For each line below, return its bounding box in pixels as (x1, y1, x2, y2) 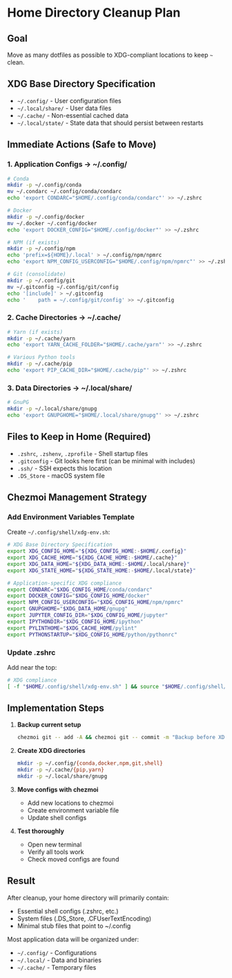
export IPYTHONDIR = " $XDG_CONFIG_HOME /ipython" (7, 618, 144, 625)
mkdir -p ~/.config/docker (7, 213, 85, 220)
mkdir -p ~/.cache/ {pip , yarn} (17, 767, 105, 774)
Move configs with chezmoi (17, 785, 99, 794)
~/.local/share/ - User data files (17, 104, 112, 112)
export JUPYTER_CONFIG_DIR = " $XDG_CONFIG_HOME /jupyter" (7, 612, 168, 619)
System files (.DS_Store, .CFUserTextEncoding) (17, 914, 152, 923)
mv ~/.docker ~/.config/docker (7, 220, 97, 226)
